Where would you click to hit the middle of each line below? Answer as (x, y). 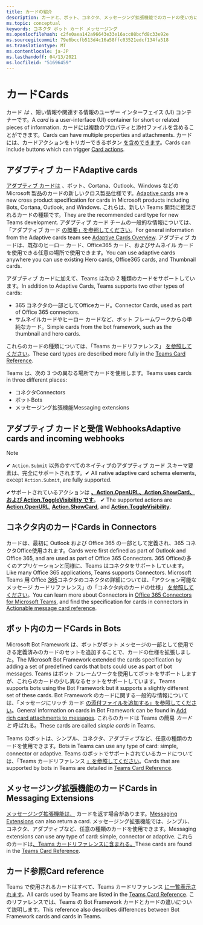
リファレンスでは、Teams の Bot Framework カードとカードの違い (94, 902)
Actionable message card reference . (52, 608)
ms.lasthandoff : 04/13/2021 (42, 57)
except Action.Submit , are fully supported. (59, 480)
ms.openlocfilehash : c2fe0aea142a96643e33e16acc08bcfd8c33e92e (88, 35)
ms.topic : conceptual (34, 23)
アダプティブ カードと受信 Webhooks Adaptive (94, 429)
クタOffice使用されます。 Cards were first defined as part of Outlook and (96, 550)
